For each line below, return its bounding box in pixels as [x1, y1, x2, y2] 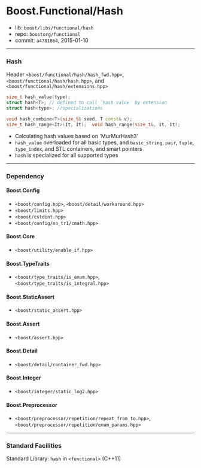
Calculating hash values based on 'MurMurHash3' [14, 132, 139, 139]
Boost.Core [6, 233, 35, 240]
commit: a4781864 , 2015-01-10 [14, 37, 89, 44]
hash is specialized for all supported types [14, 151, 118, 159]
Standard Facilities [6, 442, 62, 450]
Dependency [6, 172, 45, 180]
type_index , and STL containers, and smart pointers [14, 145, 142, 152]
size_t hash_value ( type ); [6, 94, 71, 100]
